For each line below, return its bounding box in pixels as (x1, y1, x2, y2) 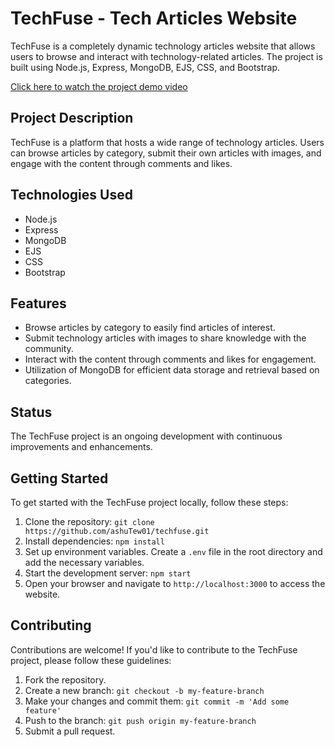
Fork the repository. (24, 673, 107, 686)
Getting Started (10, 470, 109, 487)
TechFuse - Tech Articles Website (10, 7, 298, 30)
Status (10, 403, 53, 421)
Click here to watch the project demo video (10, 80, 188, 92)
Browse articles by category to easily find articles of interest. (24, 322, 276, 334)
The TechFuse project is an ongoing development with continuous (10, 430, 283, 442)
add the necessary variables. (24, 557, 145, 568)
